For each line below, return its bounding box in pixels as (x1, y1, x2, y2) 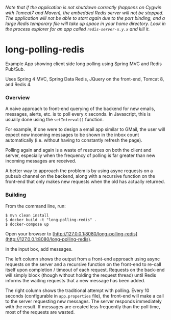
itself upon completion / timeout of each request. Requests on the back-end (5, 266, 165, 273)
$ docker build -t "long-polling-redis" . (5, 217, 97, 222)
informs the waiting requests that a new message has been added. (5, 277, 145, 283)
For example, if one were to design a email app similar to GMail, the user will (5, 126, 165, 132)
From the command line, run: (5, 203, 66, 209)
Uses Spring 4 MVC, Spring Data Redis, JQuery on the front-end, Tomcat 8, (5, 76, 164, 82)
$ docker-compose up (5, 222, 50, 227)
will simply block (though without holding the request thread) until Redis (5, 272, 157, 278)
